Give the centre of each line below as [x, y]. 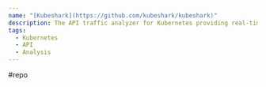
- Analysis [33, 52]
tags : [17, 30]
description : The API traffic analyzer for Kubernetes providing [118, 23]
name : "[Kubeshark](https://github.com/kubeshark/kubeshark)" [113, 15]
